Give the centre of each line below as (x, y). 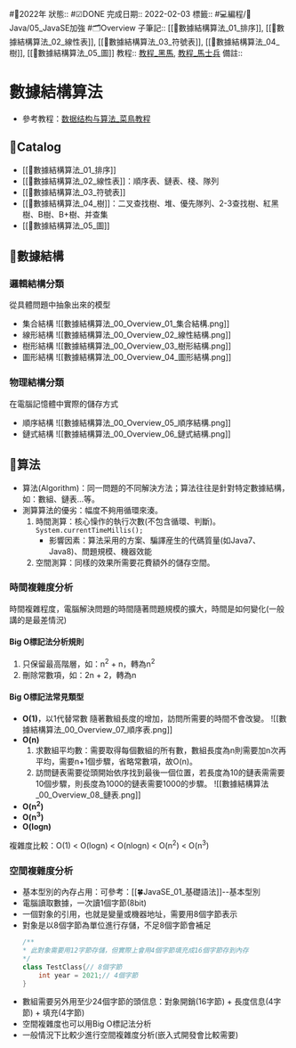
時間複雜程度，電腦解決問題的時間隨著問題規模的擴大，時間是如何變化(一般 (147, 609)
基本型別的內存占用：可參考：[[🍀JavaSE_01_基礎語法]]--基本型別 (141, 892)
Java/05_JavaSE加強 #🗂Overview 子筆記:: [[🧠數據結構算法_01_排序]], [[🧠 (143, 28)
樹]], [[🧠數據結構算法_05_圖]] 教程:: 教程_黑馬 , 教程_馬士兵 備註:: (126, 53)
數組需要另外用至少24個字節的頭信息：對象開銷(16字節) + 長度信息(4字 (152, 1002)
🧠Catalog (36, 147)
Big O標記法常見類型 (47, 697)
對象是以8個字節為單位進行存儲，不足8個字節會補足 (116, 925)
